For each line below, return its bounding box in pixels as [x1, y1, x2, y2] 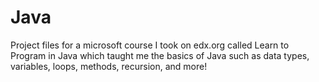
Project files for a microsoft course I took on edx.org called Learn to [10, 39, 290, 51]
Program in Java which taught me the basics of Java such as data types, [10, 49, 310, 61]
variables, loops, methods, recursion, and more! [10, 60, 208, 72]
